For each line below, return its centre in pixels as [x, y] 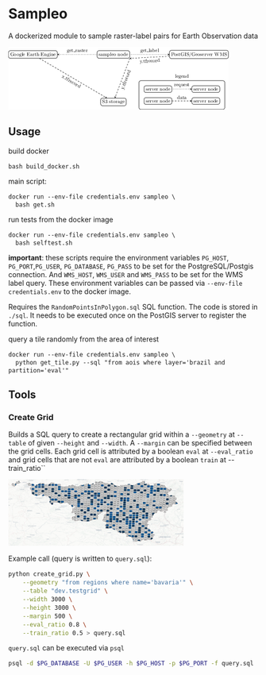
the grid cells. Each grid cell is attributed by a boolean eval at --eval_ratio [131, 451]
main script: [28, 181]
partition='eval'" [39, 370]
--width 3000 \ [48, 600]
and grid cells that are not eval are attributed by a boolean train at [117, 460]
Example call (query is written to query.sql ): [80, 559]
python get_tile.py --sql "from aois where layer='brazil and [120, 362]
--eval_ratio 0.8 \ [55, 624]
